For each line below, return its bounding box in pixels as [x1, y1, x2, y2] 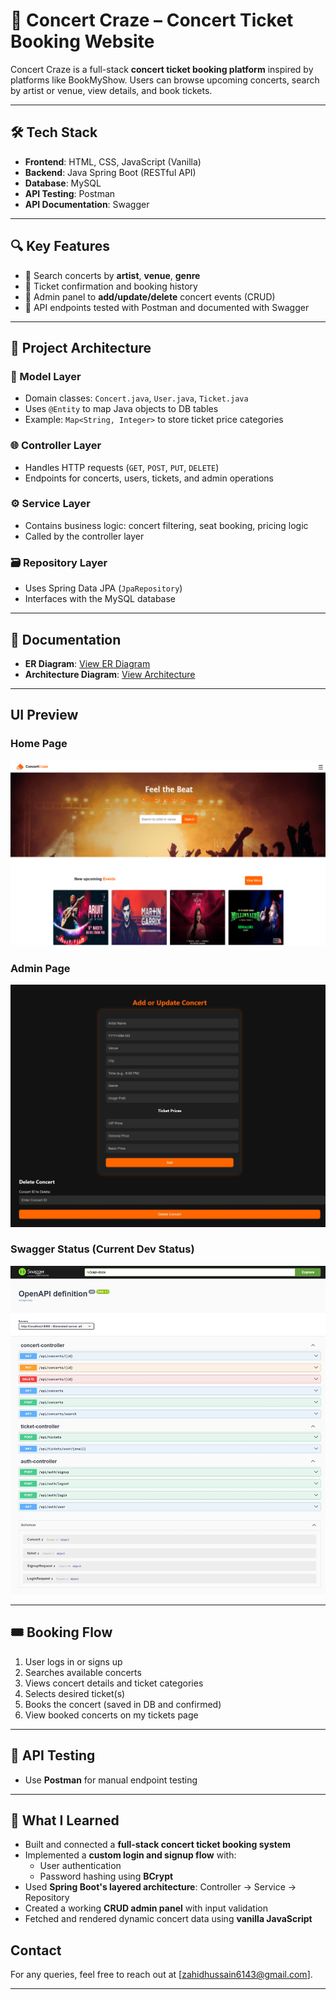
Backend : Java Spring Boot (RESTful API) [24, 166, 197, 178]
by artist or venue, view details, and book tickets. [10, 84, 213, 96]
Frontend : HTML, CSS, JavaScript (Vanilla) [24, 155, 202, 168]
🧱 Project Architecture [10, 339, 152, 356]
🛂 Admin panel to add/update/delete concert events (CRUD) [24, 290, 276, 303]
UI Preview [10, 707, 79, 724]
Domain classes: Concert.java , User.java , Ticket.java [24, 392, 249, 404]
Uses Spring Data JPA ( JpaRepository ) [24, 582, 183, 594]
